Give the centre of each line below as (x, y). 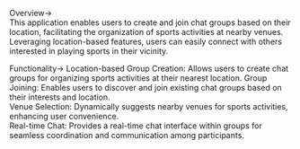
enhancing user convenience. (64, 116)
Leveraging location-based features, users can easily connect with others (146, 41)
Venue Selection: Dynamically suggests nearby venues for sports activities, (149, 106)
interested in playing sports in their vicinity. (89, 51)
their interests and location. (60, 97)
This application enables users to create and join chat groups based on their (150, 22)
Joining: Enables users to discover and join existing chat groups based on (146, 88)
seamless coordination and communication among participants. (127, 135)
